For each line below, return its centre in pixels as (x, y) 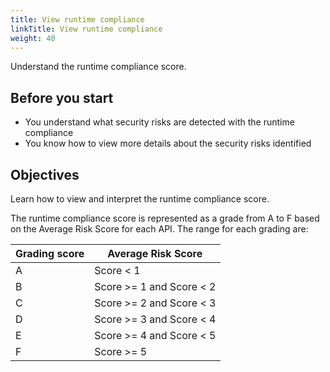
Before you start (62, 97)
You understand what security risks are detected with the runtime (159, 122)
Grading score (50, 253)
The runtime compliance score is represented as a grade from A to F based (165, 218)
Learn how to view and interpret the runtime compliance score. (140, 199)
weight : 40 (33, 38)
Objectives (45, 174)
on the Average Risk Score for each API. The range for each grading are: (159, 229)
